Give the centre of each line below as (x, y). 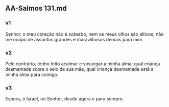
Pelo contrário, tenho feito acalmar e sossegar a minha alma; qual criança (83, 64)
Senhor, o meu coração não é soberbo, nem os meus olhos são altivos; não (85, 34)
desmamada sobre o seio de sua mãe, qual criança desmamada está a (79, 69)
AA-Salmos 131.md (36, 8)
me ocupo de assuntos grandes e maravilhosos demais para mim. (75, 39)
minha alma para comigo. (32, 74)
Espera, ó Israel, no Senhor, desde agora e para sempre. (65, 99)
